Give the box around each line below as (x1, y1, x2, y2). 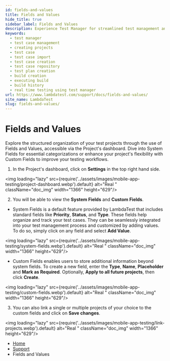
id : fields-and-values (5, 7, 53, 13)
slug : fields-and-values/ (5, 102, 60, 107)
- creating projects (10, 45, 53, 50)
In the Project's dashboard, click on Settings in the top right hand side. (12, 166, 160, 172)
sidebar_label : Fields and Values (5, 21, 78, 27)
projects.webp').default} (5, 325, 56, 332)
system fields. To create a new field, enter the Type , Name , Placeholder (12, 264, 164, 270)
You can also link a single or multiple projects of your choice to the (12, 305, 152, 311)
